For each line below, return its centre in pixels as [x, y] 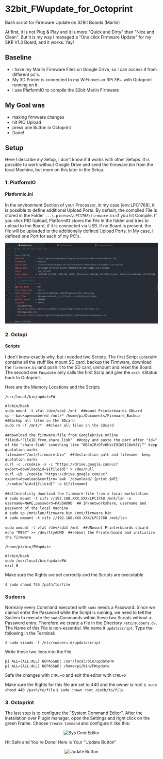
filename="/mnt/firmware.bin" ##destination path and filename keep [78, 454]
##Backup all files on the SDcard [40, 420]
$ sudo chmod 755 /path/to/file [38, 584]
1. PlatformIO [20, 183]
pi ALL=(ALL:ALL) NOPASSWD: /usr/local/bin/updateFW [59, 661]
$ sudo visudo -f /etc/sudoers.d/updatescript [53, 643]
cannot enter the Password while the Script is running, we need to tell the [78, 612]
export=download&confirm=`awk [36, 479]
